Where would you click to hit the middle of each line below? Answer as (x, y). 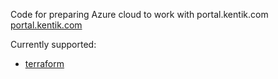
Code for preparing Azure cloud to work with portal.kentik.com (139, 14)
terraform (44, 63)
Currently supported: (53, 44)
